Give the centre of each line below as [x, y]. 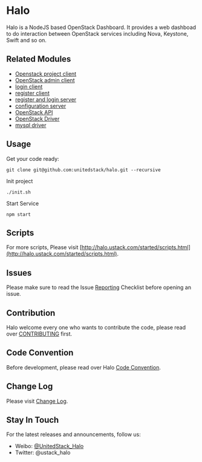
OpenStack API [34, 112]
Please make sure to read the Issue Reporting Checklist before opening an [99, 287]
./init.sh [19, 192]
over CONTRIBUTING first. [39, 334]
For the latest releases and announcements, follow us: [73, 434]
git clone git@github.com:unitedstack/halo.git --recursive [84, 170]
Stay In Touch [33, 420]
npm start [19, 214]
